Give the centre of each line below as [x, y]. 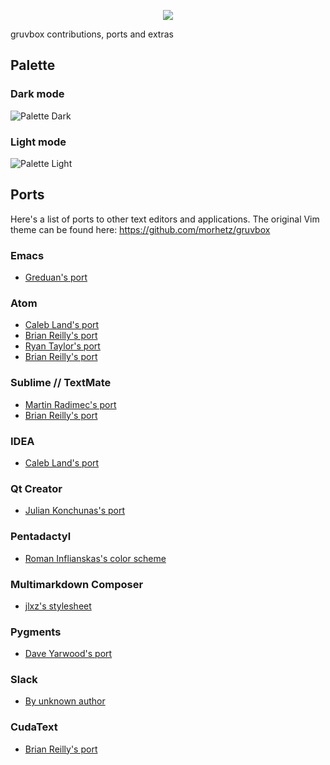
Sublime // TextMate [61, 383]
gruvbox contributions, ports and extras [92, 34]
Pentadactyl [41, 537]
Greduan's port [56, 277]
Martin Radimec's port [70, 404]
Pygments [36, 632]
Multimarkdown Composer [77, 584]
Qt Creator [36, 488]
